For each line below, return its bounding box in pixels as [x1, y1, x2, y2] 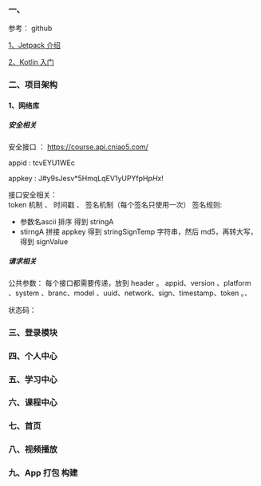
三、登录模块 [8, 326, 58, 338]
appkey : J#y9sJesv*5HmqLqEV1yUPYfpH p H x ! [8, 173, 164, 183]
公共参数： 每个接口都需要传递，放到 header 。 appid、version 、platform [8, 278, 251, 287]
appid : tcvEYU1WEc [8, 158, 76, 168]
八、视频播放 [8, 444, 58, 455]
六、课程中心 [8, 397, 58, 409]
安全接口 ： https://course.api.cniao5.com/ [8, 142, 149, 152]
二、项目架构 [8, 79, 58, 90]
